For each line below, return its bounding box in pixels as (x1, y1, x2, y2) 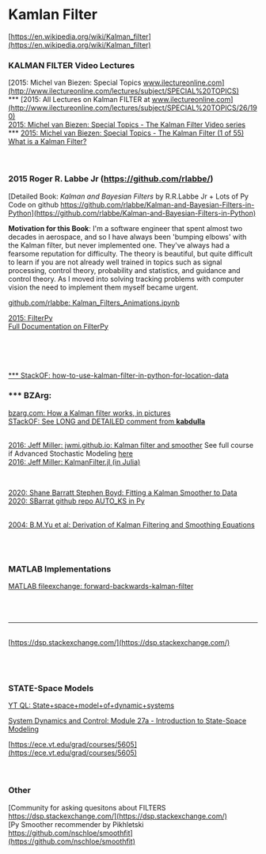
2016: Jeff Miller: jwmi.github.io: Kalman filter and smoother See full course (8, 440, 254, 450)
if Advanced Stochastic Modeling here (8, 449, 133, 458)
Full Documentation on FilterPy (8, 321, 109, 331)
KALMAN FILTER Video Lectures (8, 59, 135, 70)
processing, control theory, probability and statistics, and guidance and (8, 265, 241, 275)
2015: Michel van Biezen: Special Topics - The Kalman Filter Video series (8, 120, 246, 130)
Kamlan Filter (8, 6, 97, 24)
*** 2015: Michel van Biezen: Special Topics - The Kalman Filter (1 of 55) (8, 128, 245, 138)
